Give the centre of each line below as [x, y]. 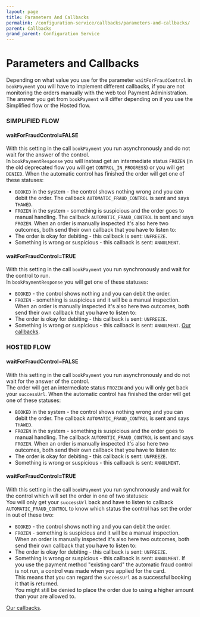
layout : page [22, 12]
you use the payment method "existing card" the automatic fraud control [104, 564]
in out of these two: [30, 515]
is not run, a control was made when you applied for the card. [90, 570]
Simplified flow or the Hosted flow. [49, 106]
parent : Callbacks [29, 28]
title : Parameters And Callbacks [48, 17]
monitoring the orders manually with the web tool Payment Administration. [97, 93]
